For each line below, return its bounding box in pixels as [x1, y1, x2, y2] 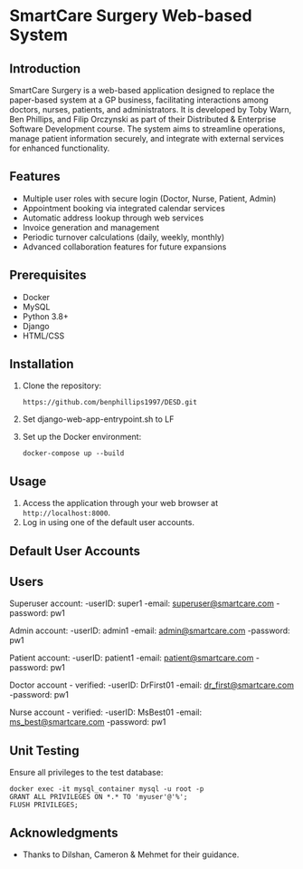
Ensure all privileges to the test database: [9, 767, 164, 778]
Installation [9, 356, 74, 372]
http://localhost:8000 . [22, 507, 111, 518]
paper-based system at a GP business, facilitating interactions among [9, 94, 269, 105]
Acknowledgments [9, 825, 119, 840]
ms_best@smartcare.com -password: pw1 [9, 717, 166, 727]
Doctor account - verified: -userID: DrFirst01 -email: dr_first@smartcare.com [9, 679, 294, 690]
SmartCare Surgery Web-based [9, 5, 252, 26]
